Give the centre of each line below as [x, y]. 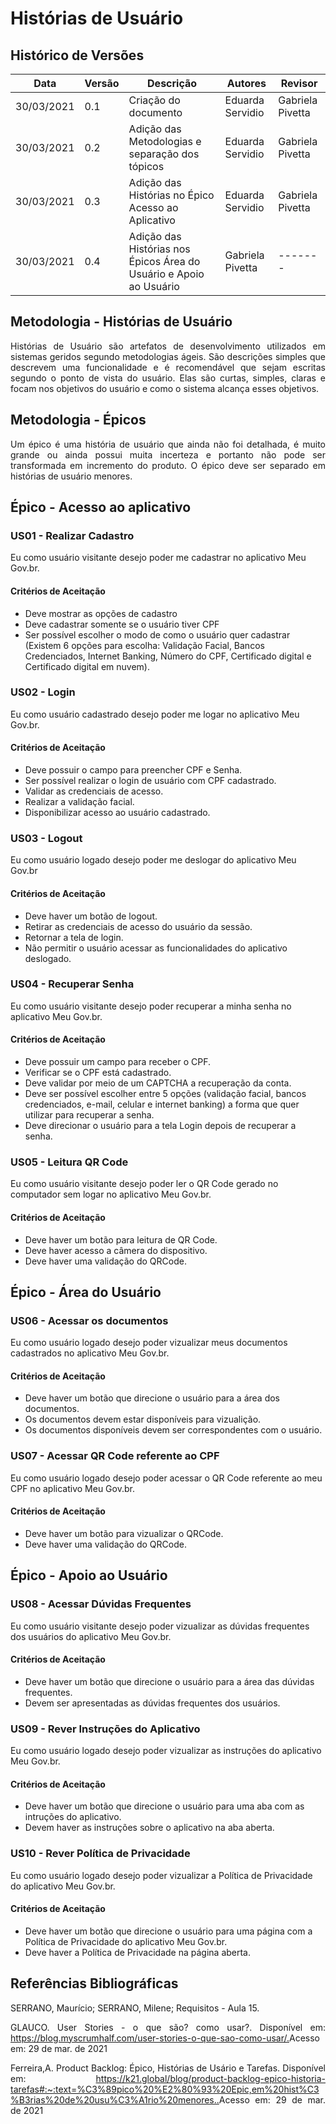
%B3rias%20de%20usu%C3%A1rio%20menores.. [115, 2099]
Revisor [299, 83]
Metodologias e [165, 141]
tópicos [146, 166]
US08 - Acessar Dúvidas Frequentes [101, 1604]
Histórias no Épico [171, 195]
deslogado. [48, 958]
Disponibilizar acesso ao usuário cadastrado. [117, 813]
